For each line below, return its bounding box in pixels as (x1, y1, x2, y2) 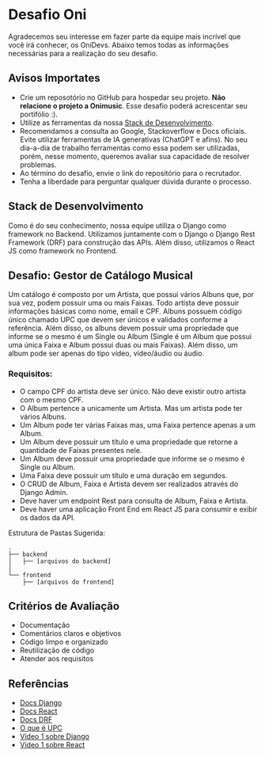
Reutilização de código (19, 645, 95, 655)
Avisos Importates (8, 71, 100, 85)
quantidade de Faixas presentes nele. (19, 445, 142, 455)
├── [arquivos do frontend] (22, 578, 115, 586)
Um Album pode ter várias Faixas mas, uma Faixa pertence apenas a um (19, 420, 256, 429)
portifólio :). (19, 109, 58, 119)
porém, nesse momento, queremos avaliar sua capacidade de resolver (19, 151, 250, 161)
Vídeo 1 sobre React (19, 740, 85, 750)
